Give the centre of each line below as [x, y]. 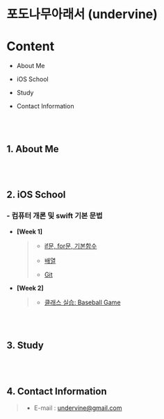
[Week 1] [30, 231]
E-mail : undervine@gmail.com [78, 408]
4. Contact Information [57, 391]
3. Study [25, 346]
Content [31, 47]
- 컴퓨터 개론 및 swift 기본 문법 [55, 216]
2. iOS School [36, 195]
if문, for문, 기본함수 [71, 246]
